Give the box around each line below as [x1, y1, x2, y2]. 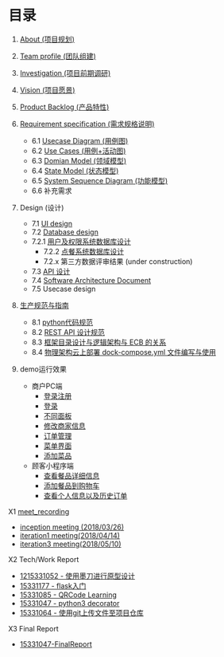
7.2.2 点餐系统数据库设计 [43, 246, 125, 256]
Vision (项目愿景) [19, 85, 75, 95]
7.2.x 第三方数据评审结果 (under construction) [43, 256, 193, 266]
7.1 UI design [31, 218, 73, 228]
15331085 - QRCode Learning [19, 590, 117, 600]
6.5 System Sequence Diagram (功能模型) [31, 175, 168, 185]
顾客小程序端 [31, 461, 74, 470]
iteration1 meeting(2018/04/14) [19, 530, 121, 540]
